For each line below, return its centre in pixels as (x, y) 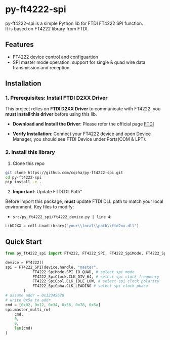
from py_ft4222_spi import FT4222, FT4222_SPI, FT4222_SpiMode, (74, 253)
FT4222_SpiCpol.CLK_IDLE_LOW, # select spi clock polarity (96, 281)
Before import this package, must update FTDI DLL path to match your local (84, 201)
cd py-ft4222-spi (24, 177)
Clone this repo (28, 163)
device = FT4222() (25, 262)
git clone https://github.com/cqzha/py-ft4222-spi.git (64, 173)
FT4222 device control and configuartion (55, 57)
